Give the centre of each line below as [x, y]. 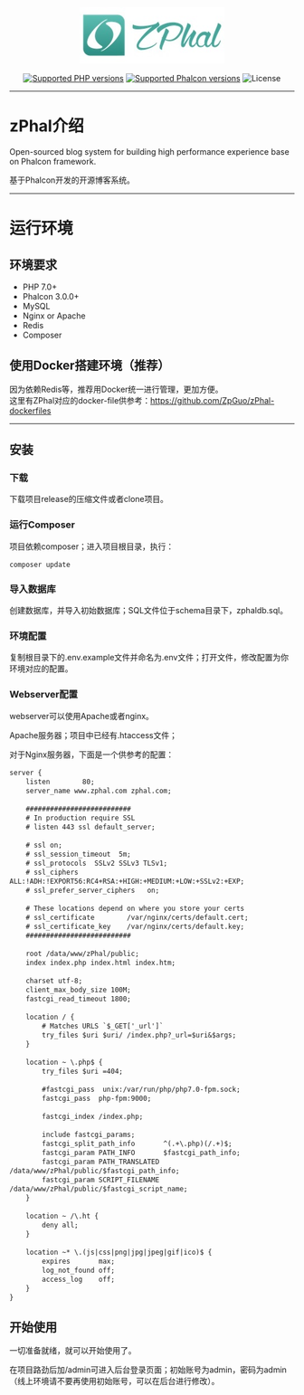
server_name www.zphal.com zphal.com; [99, 791]
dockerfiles [30, 411]
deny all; [60, 1225]
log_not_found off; [79, 1270]
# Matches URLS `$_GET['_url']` [103, 1026]
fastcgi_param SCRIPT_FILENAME [101, 1180]
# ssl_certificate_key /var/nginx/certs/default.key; [135, 926]
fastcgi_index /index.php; [93, 1116]
